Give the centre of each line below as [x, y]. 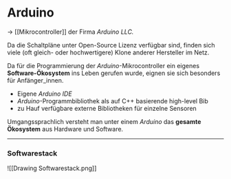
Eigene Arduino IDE [44, 94]
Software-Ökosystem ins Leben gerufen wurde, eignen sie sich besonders [114, 73]
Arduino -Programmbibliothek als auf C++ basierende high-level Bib [112, 101]
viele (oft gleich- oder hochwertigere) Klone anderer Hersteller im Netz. [108, 52]
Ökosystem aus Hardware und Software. [65, 129]
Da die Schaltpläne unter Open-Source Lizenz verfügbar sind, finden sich [111, 45]
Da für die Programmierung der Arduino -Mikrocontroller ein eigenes [103, 65]
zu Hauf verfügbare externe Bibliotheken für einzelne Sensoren [107, 108]
